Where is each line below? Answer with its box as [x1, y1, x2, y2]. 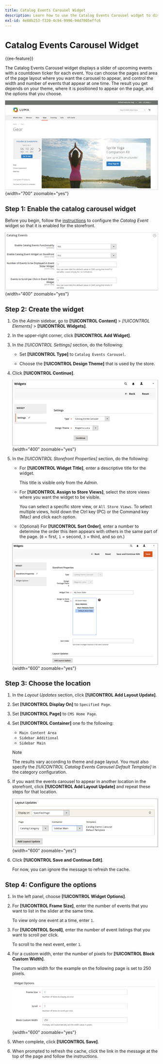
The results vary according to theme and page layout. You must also [12, 759, 149, 765]
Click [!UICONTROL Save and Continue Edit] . [12, 857, 104, 863]
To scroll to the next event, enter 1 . [12, 941, 81, 947]
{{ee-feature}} [5, 56, 34, 62]
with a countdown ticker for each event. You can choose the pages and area [5, 70, 158, 76]
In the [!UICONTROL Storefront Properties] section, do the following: [12, 456, 149, 462]
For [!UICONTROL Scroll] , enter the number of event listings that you [12, 927, 150, 932]
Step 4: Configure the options [5, 881, 97, 889]
